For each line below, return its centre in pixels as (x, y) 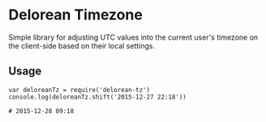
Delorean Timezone (76, 15)
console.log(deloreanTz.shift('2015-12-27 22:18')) (97, 97)
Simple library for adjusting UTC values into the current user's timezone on (133, 37)
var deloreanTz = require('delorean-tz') (79, 90)
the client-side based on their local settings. (82, 45)
